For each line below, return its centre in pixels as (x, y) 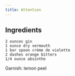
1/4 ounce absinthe (25, 59)
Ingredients (23, 30)
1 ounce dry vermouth (28, 46)
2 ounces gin (19, 41)
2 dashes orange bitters (31, 55)
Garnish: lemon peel (26, 68)
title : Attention (23, 10)
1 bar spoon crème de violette (38, 50)
